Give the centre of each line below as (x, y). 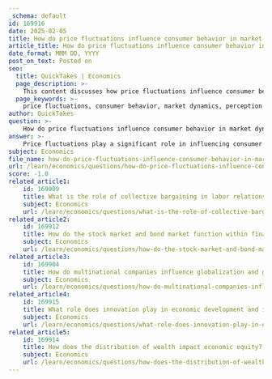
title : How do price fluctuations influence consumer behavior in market (136, 38)
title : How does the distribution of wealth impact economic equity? (143, 347)
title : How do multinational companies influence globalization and (141, 272)
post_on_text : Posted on (50, 62)
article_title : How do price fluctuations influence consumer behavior (132, 46)
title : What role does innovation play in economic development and (141, 309)
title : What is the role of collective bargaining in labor (126, 196)
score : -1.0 (28, 174)
